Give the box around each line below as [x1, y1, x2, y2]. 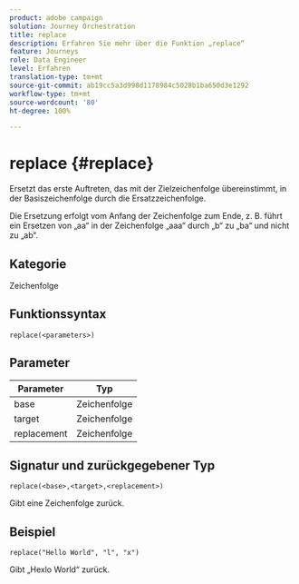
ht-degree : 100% [9, 106, 71, 115]
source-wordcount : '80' [9, 97, 100, 107]
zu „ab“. [9, 230, 38, 241]
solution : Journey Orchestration [9, 22, 136, 31]
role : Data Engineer [9, 55, 88, 64]
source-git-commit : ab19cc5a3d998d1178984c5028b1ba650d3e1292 [9, 81, 249, 90]
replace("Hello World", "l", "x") [9, 549, 140, 558]
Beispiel [9, 524, 56, 539]
